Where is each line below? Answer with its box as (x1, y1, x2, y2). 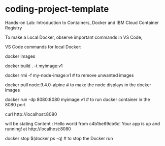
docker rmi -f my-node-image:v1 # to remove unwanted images (5, 72, 134, 78)
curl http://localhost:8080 (5, 111, 58, 117)
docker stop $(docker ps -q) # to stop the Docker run (5, 135, 113, 141)
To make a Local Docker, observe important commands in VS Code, (5, 34, 143, 40)
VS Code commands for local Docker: (5, 44, 82, 49)
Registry (5, 24, 22, 30)
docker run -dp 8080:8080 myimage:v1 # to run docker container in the (5, 97, 150, 102)
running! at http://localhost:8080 (5, 126, 71, 132)
